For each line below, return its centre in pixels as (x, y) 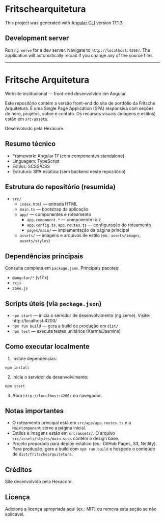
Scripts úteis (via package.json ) (53, 303)
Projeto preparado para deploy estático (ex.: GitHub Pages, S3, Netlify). (84, 444)
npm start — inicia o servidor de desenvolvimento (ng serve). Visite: (81, 315)
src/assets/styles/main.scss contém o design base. (66, 438)
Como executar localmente (47, 347)
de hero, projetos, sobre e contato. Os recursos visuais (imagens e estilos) (81, 113)
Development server (37, 38)
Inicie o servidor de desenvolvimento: (50, 377)
